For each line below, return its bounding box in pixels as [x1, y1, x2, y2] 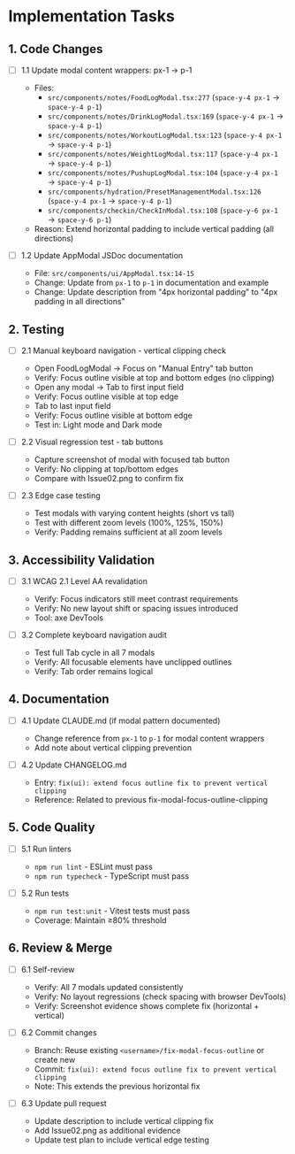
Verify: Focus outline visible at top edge [34, 391, 178, 402]
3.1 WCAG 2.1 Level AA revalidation [20, 575, 147, 586]
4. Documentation [8, 692, 110, 707]
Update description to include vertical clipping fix [34, 1115, 214, 1126]
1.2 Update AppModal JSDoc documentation [20, 250, 184, 261]
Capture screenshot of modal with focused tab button [34, 454, 231, 465]
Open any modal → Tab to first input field [34, 382, 185, 392]
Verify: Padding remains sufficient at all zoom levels [34, 527, 223, 537]
